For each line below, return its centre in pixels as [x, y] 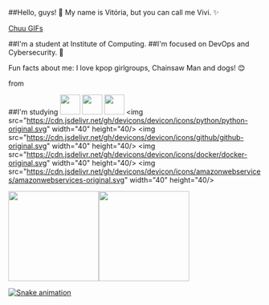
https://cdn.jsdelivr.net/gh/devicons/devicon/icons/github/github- [135, 137]
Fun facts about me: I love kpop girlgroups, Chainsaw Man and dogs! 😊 [127, 68]
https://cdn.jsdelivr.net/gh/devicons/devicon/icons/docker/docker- [137, 155]
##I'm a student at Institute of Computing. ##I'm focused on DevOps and [129, 44]
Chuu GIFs [26, 28]
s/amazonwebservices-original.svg [67, 180]
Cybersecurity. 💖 [36, 52]
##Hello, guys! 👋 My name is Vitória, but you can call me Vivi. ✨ [114, 12]
